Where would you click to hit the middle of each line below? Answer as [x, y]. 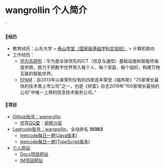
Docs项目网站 [34, 154]
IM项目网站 [31, 160]
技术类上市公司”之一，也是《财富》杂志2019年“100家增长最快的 [94, 86]
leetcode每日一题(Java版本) [48, 135]
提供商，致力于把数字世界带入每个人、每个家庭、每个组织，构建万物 [90, 67]
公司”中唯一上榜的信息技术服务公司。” [58, 92]
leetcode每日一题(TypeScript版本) [55, 142]
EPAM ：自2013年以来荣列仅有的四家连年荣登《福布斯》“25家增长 [87, 80]
